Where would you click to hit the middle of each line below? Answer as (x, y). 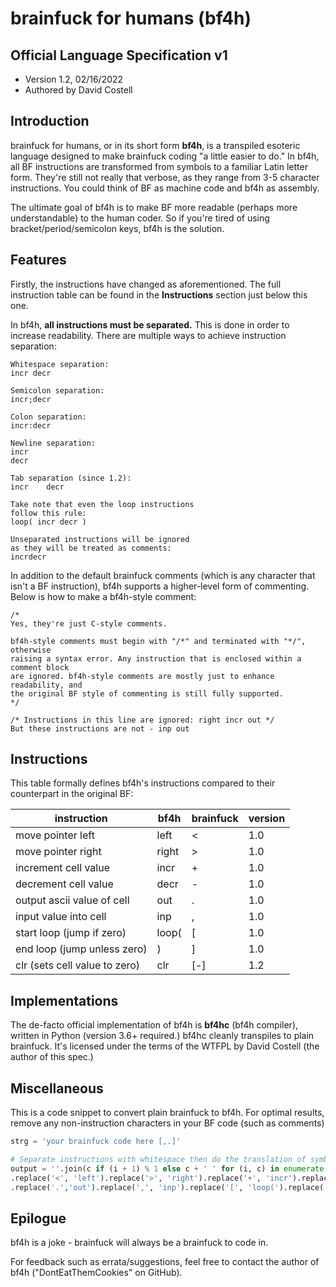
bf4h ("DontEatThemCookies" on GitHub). (96, 1273)
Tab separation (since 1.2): (71, 478)
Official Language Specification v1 (119, 55)
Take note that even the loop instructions (102, 504)
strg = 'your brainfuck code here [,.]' (96, 1142)
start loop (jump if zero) (71, 933)
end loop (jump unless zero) (81, 949)
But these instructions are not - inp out (100, 728)
